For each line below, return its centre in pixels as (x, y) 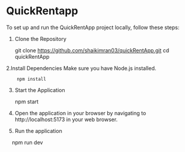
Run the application (38, 131)
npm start (26, 102)
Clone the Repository (41, 39)
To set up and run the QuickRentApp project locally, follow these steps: (93, 27)
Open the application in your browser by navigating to (80, 113)
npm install (31, 79)
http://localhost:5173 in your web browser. (66, 119)
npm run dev (27, 142)
